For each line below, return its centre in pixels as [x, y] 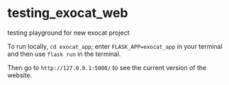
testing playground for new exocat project [68, 33]
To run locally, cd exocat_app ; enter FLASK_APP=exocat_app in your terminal [115, 46]
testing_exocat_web [68, 13]
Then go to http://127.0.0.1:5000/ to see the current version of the [107, 67]
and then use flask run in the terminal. [64, 54]
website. [20, 75]
